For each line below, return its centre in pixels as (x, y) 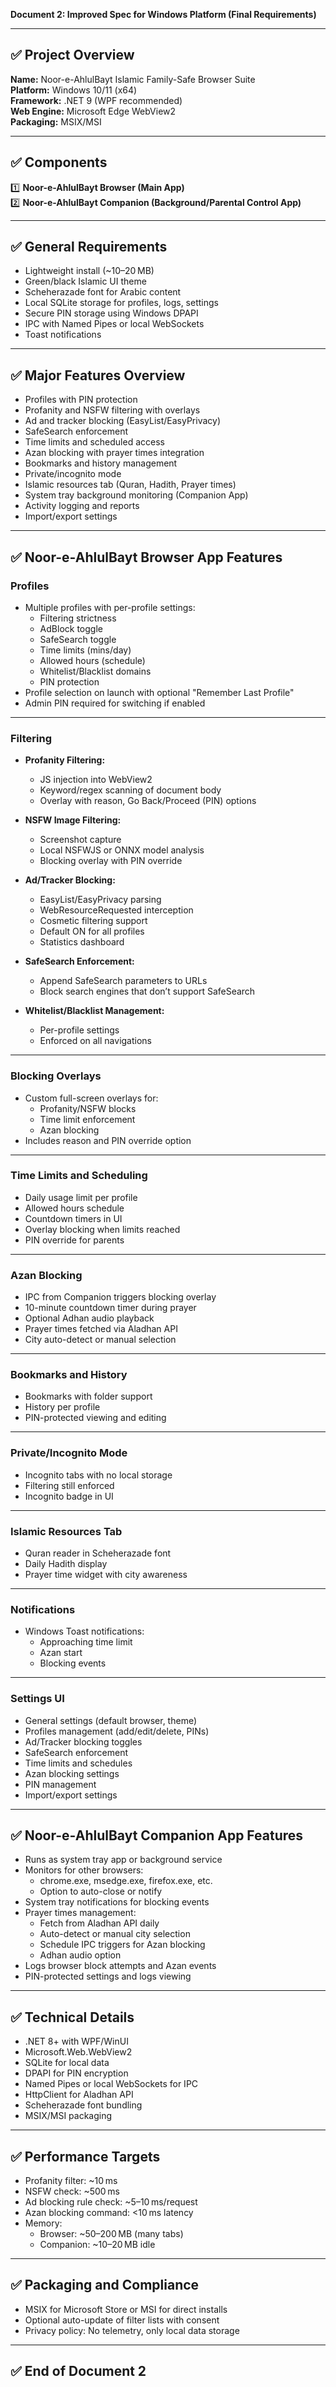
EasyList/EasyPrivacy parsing (100, 900)
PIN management (60, 1784)
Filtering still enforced (69, 1485)
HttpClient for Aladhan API (79, 2095)
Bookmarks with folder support (88, 1396)
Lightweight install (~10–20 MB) (89, 271)
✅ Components (59, 162)
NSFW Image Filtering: (73, 820)
